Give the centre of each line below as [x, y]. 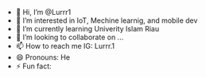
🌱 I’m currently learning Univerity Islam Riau [87, 29]
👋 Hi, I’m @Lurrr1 [43, 12]
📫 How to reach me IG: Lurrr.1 [65, 46]
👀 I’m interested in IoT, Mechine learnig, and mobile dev [107, 20]
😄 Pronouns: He [43, 57]
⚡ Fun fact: [33, 66]
